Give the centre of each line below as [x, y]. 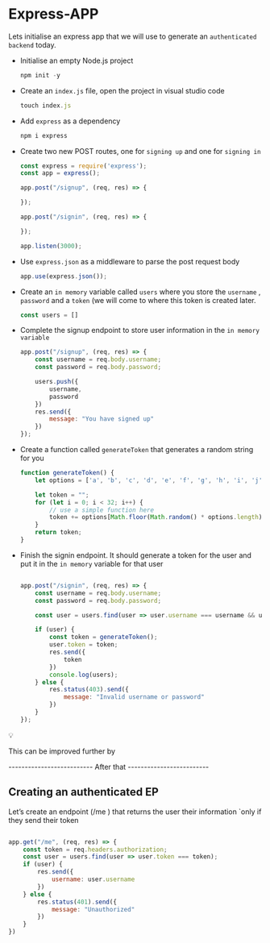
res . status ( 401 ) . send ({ [77, 902]
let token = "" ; [62, 495]
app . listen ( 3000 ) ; [51, 246]
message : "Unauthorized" [93, 909]
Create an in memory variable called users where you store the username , [140, 292]
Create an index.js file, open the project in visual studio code [122, 90]
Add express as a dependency [70, 121]
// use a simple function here [102, 510]
